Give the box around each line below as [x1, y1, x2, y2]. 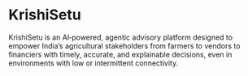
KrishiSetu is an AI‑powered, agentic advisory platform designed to [8, 32, 233, 42]
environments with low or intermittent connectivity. [8, 58, 179, 68]
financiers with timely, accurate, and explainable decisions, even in [8, 49, 233, 59]
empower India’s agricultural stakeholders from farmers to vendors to [8, 40, 241, 50]
